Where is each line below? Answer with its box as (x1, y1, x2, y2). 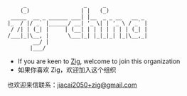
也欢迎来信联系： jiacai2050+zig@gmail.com (7, 80, 137, 89)
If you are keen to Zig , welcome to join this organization (17, 57, 181, 65)
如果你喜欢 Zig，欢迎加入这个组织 (17, 65, 117, 74)
